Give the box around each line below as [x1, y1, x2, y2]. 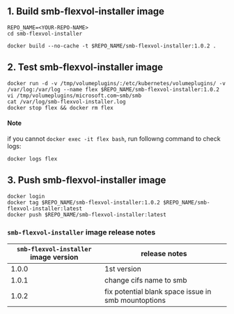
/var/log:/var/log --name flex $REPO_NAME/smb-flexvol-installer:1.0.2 [7, 86, 219, 93]
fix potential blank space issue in [104, 286, 212, 296]
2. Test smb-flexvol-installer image [7, 61, 164, 73]
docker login [7, 193, 45, 200]
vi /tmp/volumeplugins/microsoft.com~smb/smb [7, 92, 141, 99]
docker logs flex [7, 155, 58, 163]
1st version [104, 264, 141, 274]
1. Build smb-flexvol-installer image [7, 6, 165, 17]
